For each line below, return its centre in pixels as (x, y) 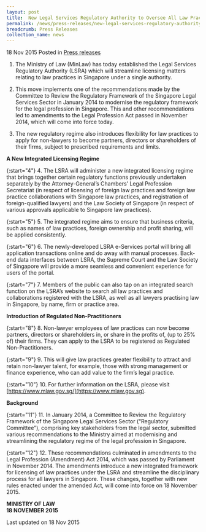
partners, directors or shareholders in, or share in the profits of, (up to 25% (101, 335)
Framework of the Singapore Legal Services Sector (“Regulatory (87, 421)
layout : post (23, 12)
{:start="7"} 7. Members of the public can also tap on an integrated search (100, 285)
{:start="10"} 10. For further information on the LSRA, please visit (88, 385)
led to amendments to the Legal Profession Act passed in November (101, 115)
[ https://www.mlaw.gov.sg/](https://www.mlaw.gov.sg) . (76, 391)
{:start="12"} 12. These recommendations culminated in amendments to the (102, 453)
